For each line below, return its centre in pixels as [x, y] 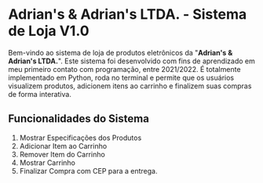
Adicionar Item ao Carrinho [63, 145]
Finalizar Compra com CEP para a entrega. [88, 170]
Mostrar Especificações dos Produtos [80, 138]
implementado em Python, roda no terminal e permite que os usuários [121, 77]
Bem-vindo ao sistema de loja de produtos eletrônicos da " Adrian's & [121, 52]
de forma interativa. [40, 94]
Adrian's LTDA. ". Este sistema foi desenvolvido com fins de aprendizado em [131, 61]
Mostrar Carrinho [47, 163]
